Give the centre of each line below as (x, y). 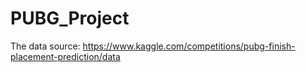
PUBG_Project (70, 18)
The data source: (45, 46)
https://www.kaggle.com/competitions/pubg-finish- (189, 46)
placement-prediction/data (65, 56)
